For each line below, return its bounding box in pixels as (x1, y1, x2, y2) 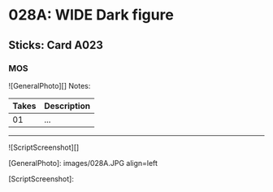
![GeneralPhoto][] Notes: (8, 81, 91, 90)
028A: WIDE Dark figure (8, 6, 175, 24)
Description (44, 100, 91, 111)
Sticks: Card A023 (8, 38, 104, 52)
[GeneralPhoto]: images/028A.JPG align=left (8, 158, 158, 168)
